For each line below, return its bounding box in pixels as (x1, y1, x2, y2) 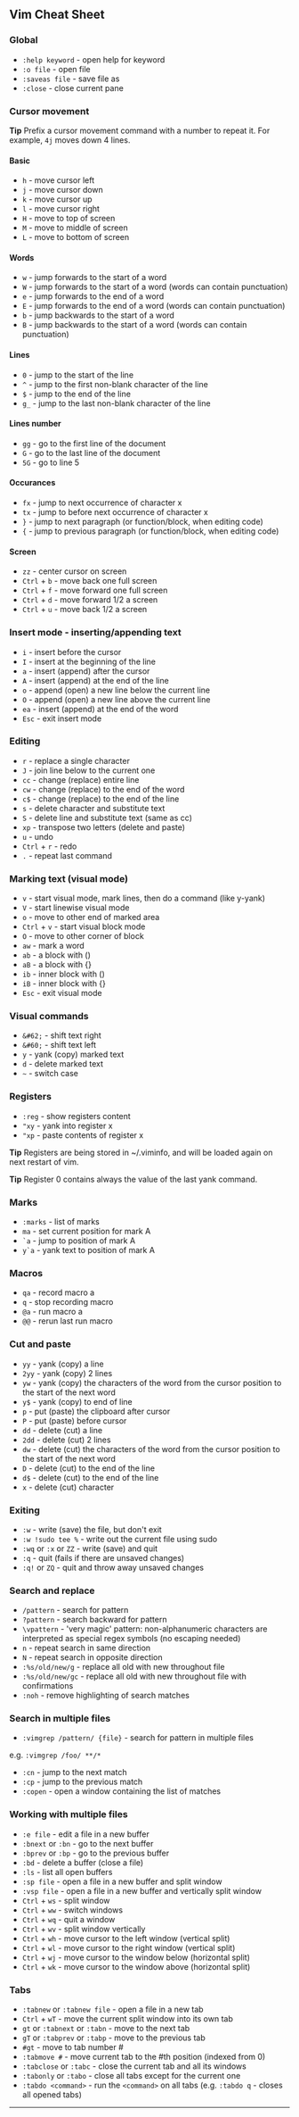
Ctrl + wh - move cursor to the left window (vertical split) (21, 1932, 230, 1944)
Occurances (9, 477, 56, 488)
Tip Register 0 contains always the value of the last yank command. (9, 1174, 258, 1184)
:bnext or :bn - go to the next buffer (21, 1838, 154, 1848)
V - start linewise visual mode (21, 902, 130, 913)
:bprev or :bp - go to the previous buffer (21, 1847, 170, 1858)
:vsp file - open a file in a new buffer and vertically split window (21, 1885, 263, 1896)
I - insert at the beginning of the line (21, 656, 156, 667)
